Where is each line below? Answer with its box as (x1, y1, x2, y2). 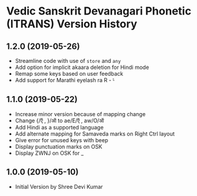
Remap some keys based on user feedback (15, 70, 124, 77)
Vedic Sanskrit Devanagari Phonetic (6, 4, 192, 18)
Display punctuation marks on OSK (15, 143, 102, 150)
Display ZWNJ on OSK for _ (15, 149, 84, 157)
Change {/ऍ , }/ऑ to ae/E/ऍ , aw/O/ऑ (15, 117, 104, 124)
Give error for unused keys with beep (15, 136, 109, 143)
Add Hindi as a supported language (15, 123, 104, 131)
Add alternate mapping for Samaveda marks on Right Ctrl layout (15, 130, 175, 137)
